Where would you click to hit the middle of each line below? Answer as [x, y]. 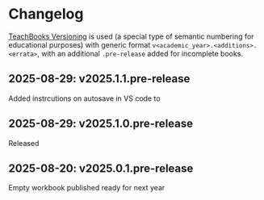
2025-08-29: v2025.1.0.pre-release [101, 124]
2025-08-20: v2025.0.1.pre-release [101, 168]
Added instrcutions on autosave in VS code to [84, 98]
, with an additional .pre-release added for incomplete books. [140, 53]
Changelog [46, 14]
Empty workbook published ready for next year [87, 188]
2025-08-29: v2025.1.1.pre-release [99, 79]
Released [24, 143]
